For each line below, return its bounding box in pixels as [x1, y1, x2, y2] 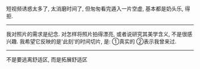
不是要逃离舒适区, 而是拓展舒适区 [6, 56, 87, 63]
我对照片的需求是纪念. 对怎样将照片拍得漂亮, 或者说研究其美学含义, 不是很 [6, 31, 187, 37]
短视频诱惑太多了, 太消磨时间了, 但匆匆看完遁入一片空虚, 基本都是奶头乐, [6, 5, 183, 12]
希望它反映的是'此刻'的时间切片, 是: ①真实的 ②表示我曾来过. [24, 38, 177, 45]
